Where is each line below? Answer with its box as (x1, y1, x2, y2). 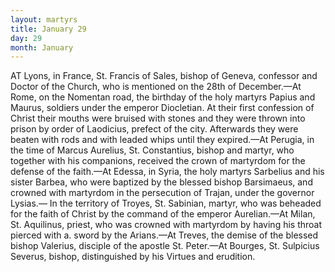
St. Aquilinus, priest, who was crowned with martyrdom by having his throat (10, 219, 323, 231)
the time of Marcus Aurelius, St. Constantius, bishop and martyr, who (10, 144, 295, 156)
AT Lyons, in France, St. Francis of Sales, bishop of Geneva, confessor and (10, 70, 318, 82)
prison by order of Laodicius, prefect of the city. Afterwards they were (10, 123, 299, 135)
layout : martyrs (10, 14, 78, 25)
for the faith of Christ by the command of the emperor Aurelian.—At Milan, (10, 208, 316, 220)
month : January (10, 42, 74, 53)
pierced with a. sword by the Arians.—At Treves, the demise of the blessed (10, 229, 319, 241)
